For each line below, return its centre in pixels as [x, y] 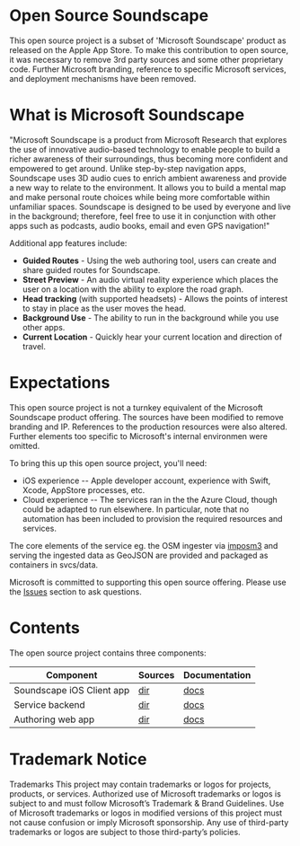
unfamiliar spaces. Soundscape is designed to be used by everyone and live [150, 207]
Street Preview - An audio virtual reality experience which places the [150, 279]
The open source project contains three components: [108, 653]
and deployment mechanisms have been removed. [103, 78]
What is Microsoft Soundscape [127, 115]
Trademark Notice [78, 759]
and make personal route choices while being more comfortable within [140, 197]
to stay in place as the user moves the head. [104, 308]
